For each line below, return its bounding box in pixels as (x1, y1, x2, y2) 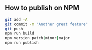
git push (5, 26, 23, 31)
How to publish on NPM (5, 4, 80, 12)
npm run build (5, 31, 35, 36)
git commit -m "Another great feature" (5, 22, 88, 27)
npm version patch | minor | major (5, 36, 70, 41)
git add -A (5, 17, 28, 22)
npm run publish (5, 40, 39, 45)
